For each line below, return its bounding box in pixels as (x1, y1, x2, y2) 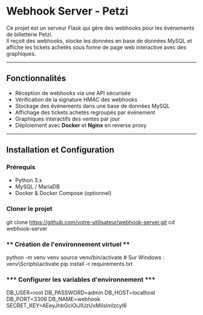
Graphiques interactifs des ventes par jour (14, 115, 120, 122)
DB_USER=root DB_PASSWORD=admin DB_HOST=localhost (6, 289, 156, 296)
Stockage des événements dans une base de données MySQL (14, 102, 170, 110)
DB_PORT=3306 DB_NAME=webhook (6, 296, 101, 303)
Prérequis (6, 163, 36, 171)
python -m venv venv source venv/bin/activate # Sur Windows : (6, 254, 165, 261)
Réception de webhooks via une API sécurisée (14, 89, 131, 96)
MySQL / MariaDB (14, 183, 60, 190)
